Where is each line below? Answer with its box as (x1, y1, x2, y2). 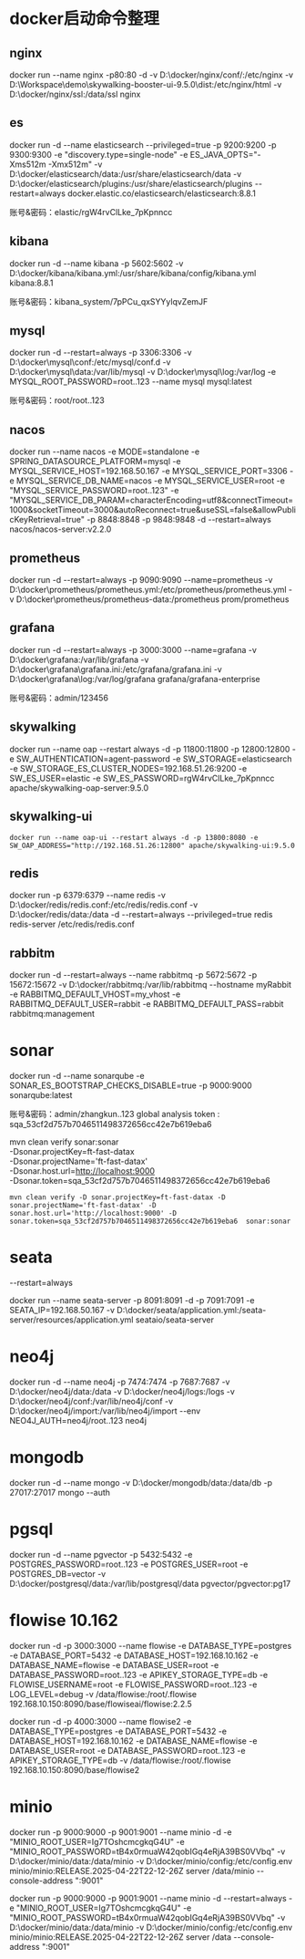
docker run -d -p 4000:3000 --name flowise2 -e (9, 1715, 192, 1726)
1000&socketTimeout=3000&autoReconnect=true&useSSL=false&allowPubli (9, 504, 296, 515)
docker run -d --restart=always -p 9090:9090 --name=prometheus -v (9, 575, 273, 586)
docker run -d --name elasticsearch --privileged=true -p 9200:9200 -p (9, 139, 277, 150)
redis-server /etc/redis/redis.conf (9, 918, 135, 930)
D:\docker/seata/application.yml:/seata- (117, 1305, 267, 1315)
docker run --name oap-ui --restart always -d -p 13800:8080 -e (9, 833, 259, 842)
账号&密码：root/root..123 (9, 395, 105, 406)
